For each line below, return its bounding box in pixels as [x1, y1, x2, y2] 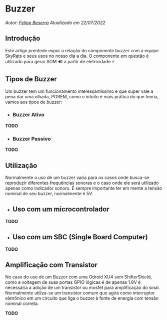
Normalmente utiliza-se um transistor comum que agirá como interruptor [5, 290, 155, 296]
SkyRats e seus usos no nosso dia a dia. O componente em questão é [5, 53, 149, 59]
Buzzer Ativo [12, 111, 45, 118]
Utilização [5, 161, 37, 170]
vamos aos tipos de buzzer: [5, 99, 62, 105]
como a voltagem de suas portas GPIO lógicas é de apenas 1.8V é [5, 279, 141, 285]
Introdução [5, 34, 40, 43]
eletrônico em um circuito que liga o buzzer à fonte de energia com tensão [5, 295, 159, 301]
